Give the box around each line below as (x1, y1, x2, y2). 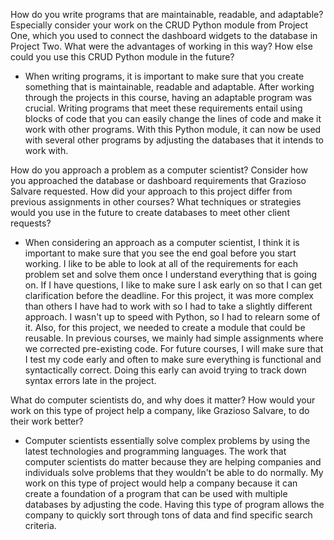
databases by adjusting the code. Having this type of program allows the (24, 499, 325, 510)
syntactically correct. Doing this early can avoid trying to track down (24, 364, 307, 376)
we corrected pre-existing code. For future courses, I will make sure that (24, 343, 324, 354)
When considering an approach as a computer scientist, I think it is (24, 237, 300, 248)
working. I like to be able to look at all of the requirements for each (24, 258, 299, 269)
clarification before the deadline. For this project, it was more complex (24, 290, 314, 301)
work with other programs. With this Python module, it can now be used (24, 124, 322, 135)
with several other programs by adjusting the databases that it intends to (24, 134, 325, 146)
